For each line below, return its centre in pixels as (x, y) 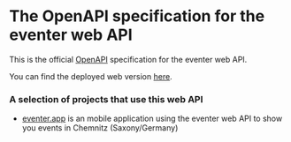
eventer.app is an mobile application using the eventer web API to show (152, 119)
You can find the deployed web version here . (91, 76)
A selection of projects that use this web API (106, 99)
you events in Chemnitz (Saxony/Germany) (100, 128)
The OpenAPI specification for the (137, 16)
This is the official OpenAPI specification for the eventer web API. (128, 59)
